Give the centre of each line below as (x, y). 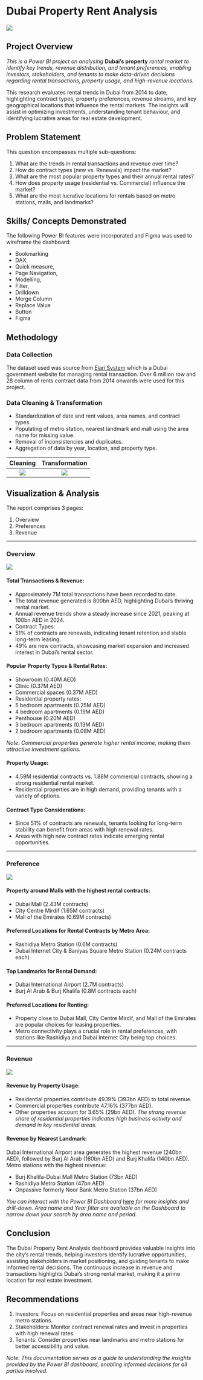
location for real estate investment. (50, 1280)
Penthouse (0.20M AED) (45, 718)
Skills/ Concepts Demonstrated (66, 221)
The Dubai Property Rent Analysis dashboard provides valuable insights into (101, 1248)
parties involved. (27, 1370)
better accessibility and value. (52, 1346)
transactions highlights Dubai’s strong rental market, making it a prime (93, 1273)
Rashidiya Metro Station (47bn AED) (60, 1184)
